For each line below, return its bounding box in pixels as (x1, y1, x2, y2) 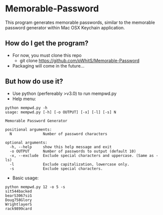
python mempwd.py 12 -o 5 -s (5, 184, 65, 189)
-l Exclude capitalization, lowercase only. (9, 162, 130, 167)
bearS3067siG (5, 193, 32, 198)
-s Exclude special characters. (9, 166, 103, 171)
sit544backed (5, 189, 32, 194)
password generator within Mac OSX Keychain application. (5, 24, 125, 30)
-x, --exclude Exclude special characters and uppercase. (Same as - (9, 153, 159, 158)
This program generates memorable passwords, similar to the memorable (5, 19, 155, 25)
